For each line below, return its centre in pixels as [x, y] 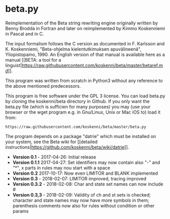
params [21, 211]
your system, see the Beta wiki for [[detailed [52, 142]
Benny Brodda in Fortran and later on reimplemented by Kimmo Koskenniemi [85, 28]
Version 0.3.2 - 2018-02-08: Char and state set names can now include [88, 184]
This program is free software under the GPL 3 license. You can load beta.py [85, 96]
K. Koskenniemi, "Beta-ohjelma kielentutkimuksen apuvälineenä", [73, 49]
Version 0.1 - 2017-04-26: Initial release [54, 157]
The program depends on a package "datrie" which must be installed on [81, 136]
